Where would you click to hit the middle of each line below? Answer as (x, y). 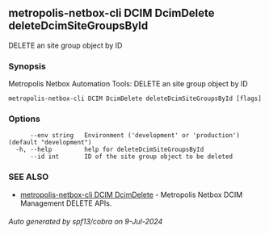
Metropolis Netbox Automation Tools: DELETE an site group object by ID (128, 84)
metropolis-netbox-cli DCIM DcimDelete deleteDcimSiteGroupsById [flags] (135, 99)
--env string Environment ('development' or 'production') (135, 136)
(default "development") (50, 143)
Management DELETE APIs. (66, 203)
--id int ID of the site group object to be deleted (131, 157)
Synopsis (27, 66)
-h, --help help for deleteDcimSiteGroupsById (110, 150)
